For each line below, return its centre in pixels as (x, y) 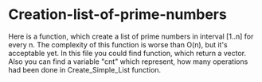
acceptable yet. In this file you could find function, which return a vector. (127, 53)
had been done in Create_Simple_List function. (85, 69)
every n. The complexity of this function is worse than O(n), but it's (118, 44)
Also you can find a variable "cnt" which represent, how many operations (128, 61)
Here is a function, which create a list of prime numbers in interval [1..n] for (131, 36)
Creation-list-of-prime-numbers (117, 15)
